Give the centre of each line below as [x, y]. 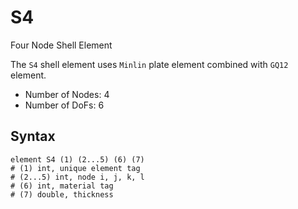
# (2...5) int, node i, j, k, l [77, 177]
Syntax [33, 136]
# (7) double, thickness [62, 194]
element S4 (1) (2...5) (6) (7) [77, 159]
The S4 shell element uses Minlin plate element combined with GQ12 [149, 64]
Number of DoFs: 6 [64, 105]
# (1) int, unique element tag [75, 168]
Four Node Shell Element [61, 45]
